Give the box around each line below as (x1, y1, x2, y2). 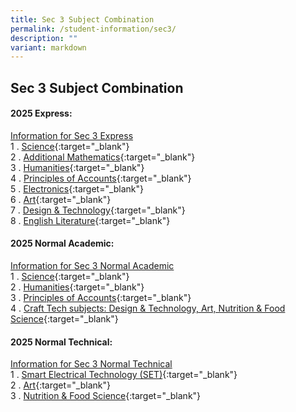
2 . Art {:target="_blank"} (10, 379, 111, 391)
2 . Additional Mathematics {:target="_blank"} (10, 151, 196, 163)
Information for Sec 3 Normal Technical (10, 358, 173, 370)
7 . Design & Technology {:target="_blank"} (10, 204, 186, 216)
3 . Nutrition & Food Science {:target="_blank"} (10, 390, 202, 402)
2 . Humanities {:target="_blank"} (10, 281, 145, 293)
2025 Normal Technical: (10, 336, 113, 348)
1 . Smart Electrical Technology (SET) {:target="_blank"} (10, 369, 238, 381)
